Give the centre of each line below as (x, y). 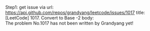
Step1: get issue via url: (29, 7)
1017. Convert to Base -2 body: (62, 18)
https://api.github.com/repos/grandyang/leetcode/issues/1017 (70, 12)
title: (141, 12)
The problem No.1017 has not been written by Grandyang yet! (69, 23)
